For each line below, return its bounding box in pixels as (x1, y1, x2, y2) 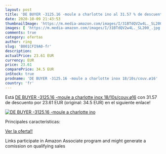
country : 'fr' (5, 80, 35, 85)
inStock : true (5, 72, 35, 77)
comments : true (5, 30, 37, 35)
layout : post (5, 7, 32, 12)
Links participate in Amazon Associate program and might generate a (5, 138, 146, 144)
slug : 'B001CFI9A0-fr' (5, 44, 52, 49)
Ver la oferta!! (5, 128, 33, 134)
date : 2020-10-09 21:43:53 (5, 16, 61, 21)
